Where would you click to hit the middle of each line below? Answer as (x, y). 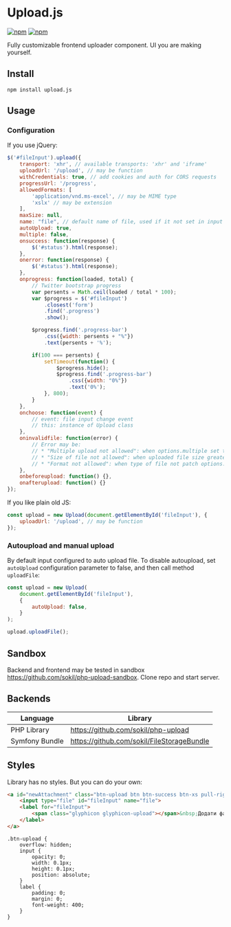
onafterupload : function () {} (63, 483)
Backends (29, 699)
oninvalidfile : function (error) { (69, 438)
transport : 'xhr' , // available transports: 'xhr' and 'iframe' (113, 164)
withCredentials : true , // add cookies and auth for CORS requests (118, 177)
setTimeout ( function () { (79, 361)
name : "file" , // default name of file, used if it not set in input (121, 222)
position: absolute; (61, 875)
